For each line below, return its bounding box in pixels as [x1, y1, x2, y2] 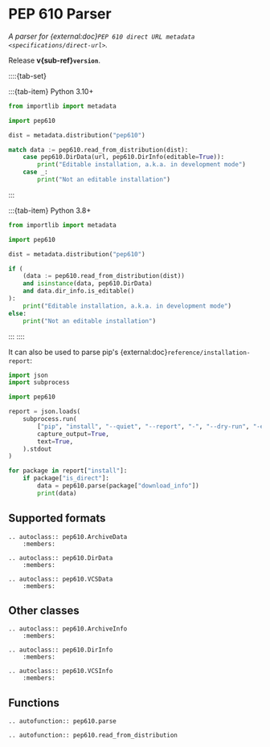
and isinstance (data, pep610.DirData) [22, 280, 153, 288]
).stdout [22, 445, 52, 453]
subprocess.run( [22, 415, 78, 423]
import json [8, 371, 48, 379]
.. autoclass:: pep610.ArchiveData [8, 533, 128, 541]
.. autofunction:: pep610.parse [8, 717, 117, 725]
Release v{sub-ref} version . [8, 55, 100, 65]
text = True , [37, 437, 74, 446]
